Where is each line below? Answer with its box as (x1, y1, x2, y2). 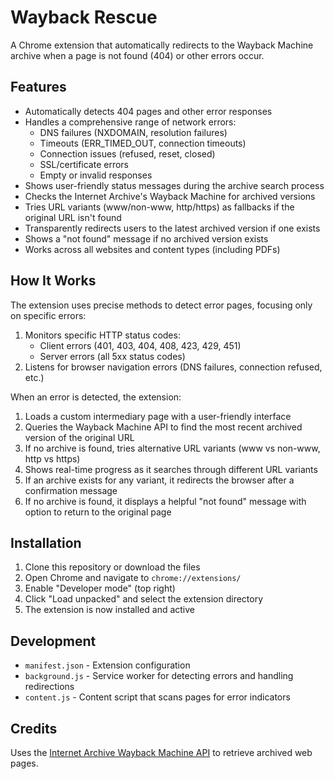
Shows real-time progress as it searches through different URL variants (24, 463, 318, 475)
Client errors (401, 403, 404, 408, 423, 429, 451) (39, 339, 242, 351)
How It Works (10, 272, 97, 290)
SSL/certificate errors (39, 158, 129, 170)
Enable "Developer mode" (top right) (24, 582, 176, 595)
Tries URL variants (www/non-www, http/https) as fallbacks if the (24, 201, 295, 213)
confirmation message (24, 484, 118, 496)
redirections (24, 681, 75, 693)
